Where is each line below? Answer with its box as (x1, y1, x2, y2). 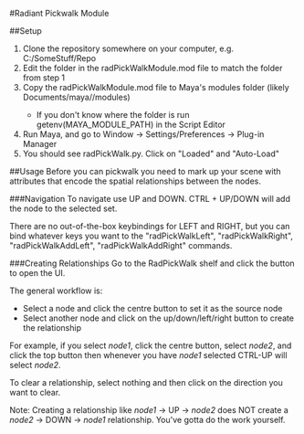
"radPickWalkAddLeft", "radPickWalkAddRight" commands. (9, 240, 233, 250)
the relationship (22, 323, 82, 333)
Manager (22, 139, 58, 149)
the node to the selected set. (9, 203, 118, 214)
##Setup (9, 26, 43, 36)
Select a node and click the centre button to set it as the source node (22, 303, 283, 313)
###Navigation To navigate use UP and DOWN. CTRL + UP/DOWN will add (9, 194, 290, 204)
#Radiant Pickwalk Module (9, 8, 110, 18)
